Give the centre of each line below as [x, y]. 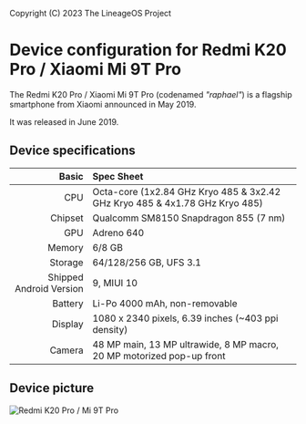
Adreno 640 [118, 233]
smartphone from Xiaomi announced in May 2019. [103, 104]
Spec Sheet [118, 176]
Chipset [66, 218]
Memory [66, 247]
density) [110, 329]
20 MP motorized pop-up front [159, 356]
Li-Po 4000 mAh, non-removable [165, 303]
